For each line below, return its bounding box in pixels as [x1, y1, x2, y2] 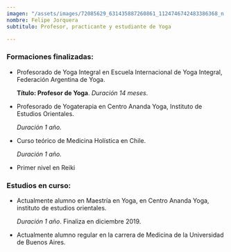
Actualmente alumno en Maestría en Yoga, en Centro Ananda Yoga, [16, 196, 209, 205]
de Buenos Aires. [16, 237, 66, 246]
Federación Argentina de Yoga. [16, 75, 105, 83]
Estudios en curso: [6, 180, 71, 190]
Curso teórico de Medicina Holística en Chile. [16, 136, 146, 144]
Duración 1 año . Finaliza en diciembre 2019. [16, 217, 142, 226]
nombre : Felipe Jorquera [6, 17, 78, 24]
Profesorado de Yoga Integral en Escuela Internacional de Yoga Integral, [16, 67, 223, 76]
